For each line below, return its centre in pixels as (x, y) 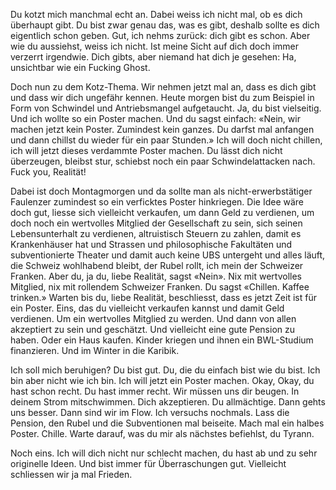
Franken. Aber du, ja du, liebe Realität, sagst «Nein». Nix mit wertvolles (156, 276)
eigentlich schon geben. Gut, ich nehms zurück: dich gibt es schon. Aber (160, 35)
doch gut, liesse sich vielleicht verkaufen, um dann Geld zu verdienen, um (162, 212)
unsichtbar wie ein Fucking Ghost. (80, 67)
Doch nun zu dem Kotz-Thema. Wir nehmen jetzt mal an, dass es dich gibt (163, 87)
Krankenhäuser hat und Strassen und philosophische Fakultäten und (151, 244)
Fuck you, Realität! (48, 172)
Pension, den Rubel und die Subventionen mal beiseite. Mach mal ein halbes (167, 423)
